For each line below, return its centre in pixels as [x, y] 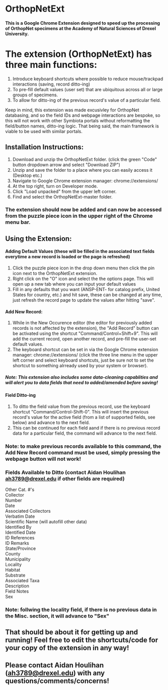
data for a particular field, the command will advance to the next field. [85, 433]
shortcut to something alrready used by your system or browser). [80, 366]
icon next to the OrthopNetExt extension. [55, 273]
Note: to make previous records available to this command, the [83, 446]
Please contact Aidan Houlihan [55, 665]
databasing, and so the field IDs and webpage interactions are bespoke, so [83, 115]
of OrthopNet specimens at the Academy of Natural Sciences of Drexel [81, 28]
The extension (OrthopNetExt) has [79, 54]
